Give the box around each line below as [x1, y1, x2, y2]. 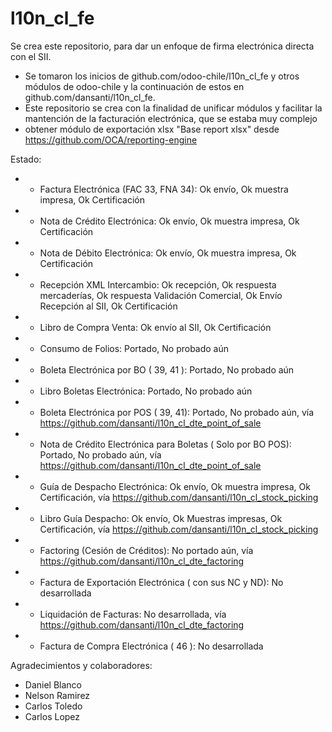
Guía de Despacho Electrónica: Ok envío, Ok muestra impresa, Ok [39, 480, 311, 492]
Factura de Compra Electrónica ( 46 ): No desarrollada [39, 640, 264, 652]
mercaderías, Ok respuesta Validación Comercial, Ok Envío [39, 289, 283, 301]
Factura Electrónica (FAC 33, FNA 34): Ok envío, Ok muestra [39, 183, 289, 195]
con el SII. [10, 50, 52, 62]
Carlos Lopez [24, 710, 81, 722]
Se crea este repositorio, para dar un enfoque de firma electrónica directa [10, 40, 315, 52]
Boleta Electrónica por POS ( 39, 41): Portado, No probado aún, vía [39, 406, 315, 418]
